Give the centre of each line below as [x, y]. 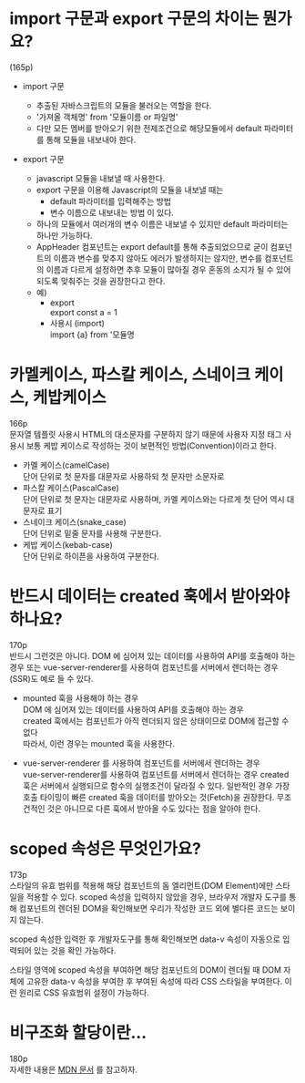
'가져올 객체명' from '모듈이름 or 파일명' [107, 117]
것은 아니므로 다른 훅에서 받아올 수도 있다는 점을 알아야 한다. [154, 809]
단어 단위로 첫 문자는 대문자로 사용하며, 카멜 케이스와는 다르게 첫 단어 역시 [153, 499]
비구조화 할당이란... [78, 1032]
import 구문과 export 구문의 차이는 [134, 19]
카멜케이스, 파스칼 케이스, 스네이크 [130, 375]
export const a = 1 [84, 312]
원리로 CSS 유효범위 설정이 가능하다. [84, 992]
